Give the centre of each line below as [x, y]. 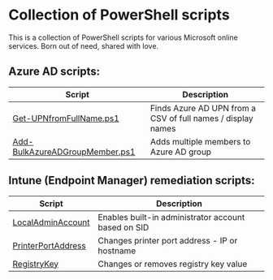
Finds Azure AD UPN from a [203, 108]
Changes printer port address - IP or [168, 240]
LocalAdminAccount [52, 222]
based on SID [123, 227]
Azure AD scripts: [54, 72]
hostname [117, 251]
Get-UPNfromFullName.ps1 [66, 118]
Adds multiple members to [200, 141]
